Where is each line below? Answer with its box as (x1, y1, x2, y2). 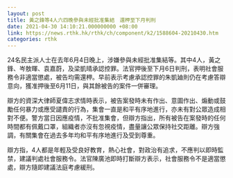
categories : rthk (7, 36, 58, 43)
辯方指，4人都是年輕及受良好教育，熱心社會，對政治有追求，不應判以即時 (7, 146, 218, 154)
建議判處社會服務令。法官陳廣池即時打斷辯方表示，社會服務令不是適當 (19, 154, 220, 163)
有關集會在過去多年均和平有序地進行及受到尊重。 (19, 131, 159, 139)
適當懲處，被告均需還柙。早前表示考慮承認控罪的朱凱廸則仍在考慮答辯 (25, 73, 226, 82)
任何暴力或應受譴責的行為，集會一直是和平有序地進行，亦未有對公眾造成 (12, 105, 220, 114)
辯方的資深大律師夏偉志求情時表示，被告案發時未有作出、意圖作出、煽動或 (7, 96, 220, 105)
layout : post (7, 10, 45, 17)
